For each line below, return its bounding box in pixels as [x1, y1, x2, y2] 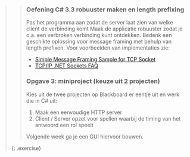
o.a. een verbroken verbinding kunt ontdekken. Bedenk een [26, 32, 172, 39]
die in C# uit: [26, 97, 58, 104]
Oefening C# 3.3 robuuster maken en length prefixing [26, 5, 185, 14]
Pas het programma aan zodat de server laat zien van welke [26, 19, 173, 26]
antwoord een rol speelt [35, 121, 94, 128]
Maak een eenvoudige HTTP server [35, 109, 123, 116]
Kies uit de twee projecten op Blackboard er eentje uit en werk [26, 91, 180, 98]
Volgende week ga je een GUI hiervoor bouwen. [26, 133, 144, 140]
